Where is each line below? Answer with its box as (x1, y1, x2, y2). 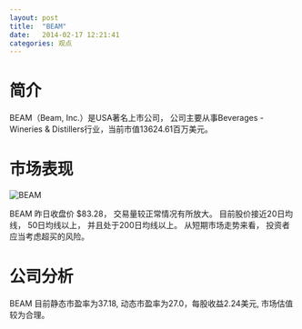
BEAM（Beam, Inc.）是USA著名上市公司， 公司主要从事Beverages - (9, 113, 264, 124)
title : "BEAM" (9, 22, 67, 31)
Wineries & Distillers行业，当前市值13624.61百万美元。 (9, 124, 214, 135)
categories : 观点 (9, 38, 73, 48)
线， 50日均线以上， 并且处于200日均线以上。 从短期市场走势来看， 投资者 (9, 220, 291, 231)
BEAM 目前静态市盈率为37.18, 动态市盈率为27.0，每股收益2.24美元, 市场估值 (9, 298, 294, 309)
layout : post (9, 13, 59, 23)
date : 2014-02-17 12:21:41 (9, 30, 120, 39)
